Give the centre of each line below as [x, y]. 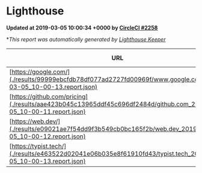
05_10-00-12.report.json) [47, 136]
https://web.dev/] [36, 121]
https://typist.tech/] [39, 146]
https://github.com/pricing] [50, 96]
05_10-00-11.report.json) [47, 111]
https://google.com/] [41, 71]
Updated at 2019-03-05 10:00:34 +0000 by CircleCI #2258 [82, 28]
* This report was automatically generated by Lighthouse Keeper [86, 39]
